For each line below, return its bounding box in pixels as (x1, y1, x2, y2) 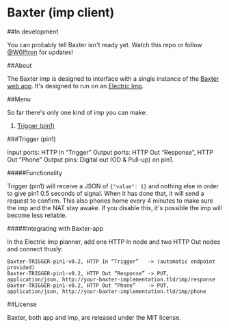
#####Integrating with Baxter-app (7, 224, 104, 232)
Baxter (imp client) (7, 5, 115, 21)
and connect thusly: (7, 244, 64, 253)
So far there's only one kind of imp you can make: (7, 108, 148, 116)
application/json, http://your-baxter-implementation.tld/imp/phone (7, 288, 206, 295)
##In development (7, 27, 59, 36)
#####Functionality (7, 168, 63, 177)
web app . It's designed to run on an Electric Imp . (7, 81, 144, 90)
